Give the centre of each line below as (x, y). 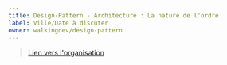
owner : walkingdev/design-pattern (66, 30)
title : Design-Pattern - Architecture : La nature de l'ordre (113, 15)
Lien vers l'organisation (66, 53)
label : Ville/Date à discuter (59, 23)
